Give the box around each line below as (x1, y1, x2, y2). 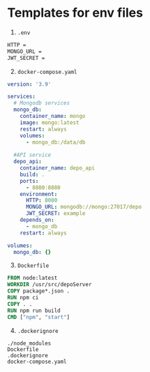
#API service (13, 151, 52, 158)
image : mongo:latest (20, 119, 80, 126)
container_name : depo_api (20, 165, 96, 172)
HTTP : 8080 (25, 197, 58, 204)
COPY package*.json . (7, 288, 70, 295)
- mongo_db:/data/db (25, 138, 86, 146)
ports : (20, 177, 39, 184)
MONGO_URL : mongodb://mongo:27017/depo (25, 204, 142, 211)
